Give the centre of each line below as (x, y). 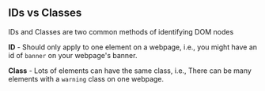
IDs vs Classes (45, 13)
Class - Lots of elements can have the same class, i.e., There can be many (130, 71)
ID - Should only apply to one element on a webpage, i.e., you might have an (133, 47)
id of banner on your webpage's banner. (73, 55)
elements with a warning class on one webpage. (86, 78)
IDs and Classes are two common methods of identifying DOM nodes (121, 31)
